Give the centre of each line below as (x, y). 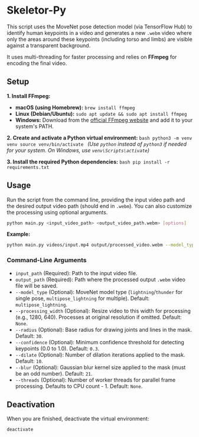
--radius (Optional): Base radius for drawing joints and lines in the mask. (104, 330)
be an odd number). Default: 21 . (54, 373)
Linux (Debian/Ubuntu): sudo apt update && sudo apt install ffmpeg (101, 113)
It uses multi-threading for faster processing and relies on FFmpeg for (92, 57)
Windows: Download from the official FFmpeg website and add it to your (104, 120)
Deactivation (31, 405)
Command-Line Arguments (47, 260)
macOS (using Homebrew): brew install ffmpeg (75, 107)
